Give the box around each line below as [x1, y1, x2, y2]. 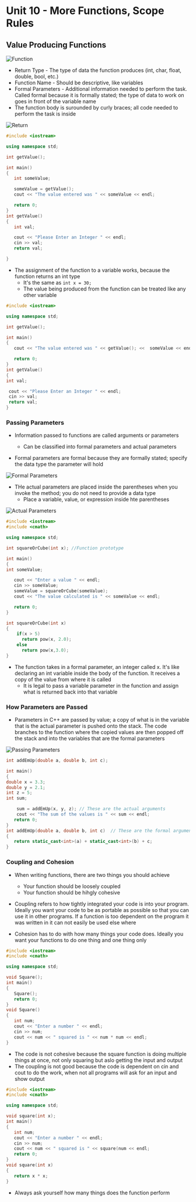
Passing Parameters [6, 418, 64, 426]
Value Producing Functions [6, 40, 107, 50]
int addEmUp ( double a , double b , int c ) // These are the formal [6, 828, 171, 834]
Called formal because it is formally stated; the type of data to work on [14, 92, 185, 98]
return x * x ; [13, 1173, 48, 1179]
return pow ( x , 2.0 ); [21, 637, 72, 643]
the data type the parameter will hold [14, 461, 104, 468]
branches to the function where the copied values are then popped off [14, 729, 184, 736]
